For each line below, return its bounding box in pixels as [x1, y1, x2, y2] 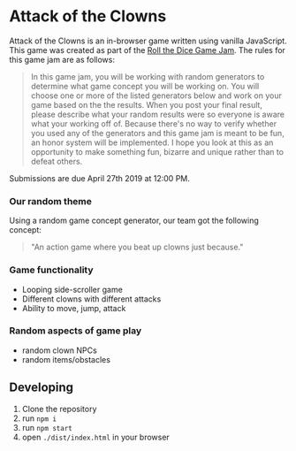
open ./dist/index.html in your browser [21, 432, 170, 442]
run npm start [21, 422, 72, 432]
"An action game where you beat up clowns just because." [30, 241, 244, 253]
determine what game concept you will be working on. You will [30, 80, 260, 91]
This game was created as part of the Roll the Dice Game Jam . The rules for [9, 44, 285, 55]
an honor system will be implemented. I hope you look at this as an [30, 137, 274, 148]
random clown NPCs [21, 345, 97, 355]
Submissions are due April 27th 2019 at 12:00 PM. [9, 172, 190, 183]
